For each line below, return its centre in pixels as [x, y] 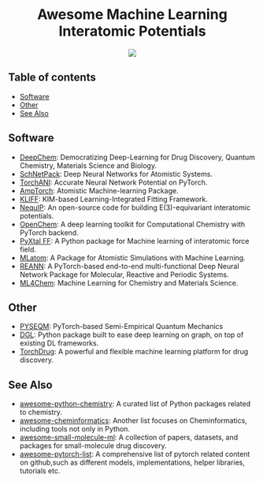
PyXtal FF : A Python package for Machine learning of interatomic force [134, 241]
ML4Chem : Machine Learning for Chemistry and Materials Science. [129, 282]
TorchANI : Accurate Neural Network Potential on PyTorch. [113, 182]
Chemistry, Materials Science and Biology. [88, 165]
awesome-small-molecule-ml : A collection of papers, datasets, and [129, 437]
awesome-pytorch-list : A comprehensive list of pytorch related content [135, 454]
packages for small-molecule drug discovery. [93, 446]
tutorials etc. [40, 471]
